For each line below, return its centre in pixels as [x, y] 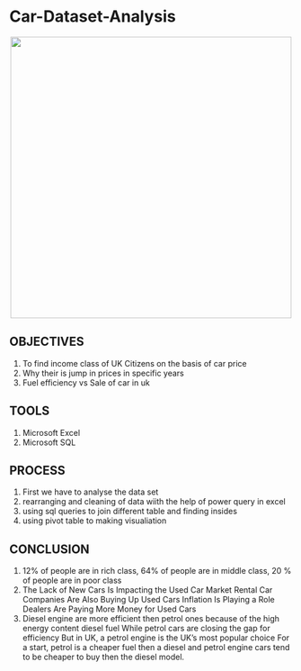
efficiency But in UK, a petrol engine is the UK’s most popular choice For [156, 638]
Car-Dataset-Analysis [93, 17]
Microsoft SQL [49, 442]
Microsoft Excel [51, 432]
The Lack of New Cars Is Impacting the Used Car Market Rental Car [147, 590]
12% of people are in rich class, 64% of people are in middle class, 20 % [157, 571]
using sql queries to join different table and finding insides [130, 512]
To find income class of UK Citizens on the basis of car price [134, 363]
